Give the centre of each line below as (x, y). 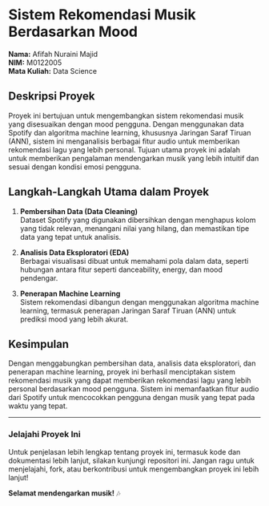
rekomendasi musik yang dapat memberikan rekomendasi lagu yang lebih (130, 381)
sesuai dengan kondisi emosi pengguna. (75, 167)
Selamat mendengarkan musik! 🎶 (64, 493)
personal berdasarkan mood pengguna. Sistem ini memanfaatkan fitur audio (134, 389)
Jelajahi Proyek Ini (45, 435)
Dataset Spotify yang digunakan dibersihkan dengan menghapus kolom (138, 220)
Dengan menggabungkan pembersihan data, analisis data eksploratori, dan (132, 363)
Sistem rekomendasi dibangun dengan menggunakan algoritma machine (139, 302)
